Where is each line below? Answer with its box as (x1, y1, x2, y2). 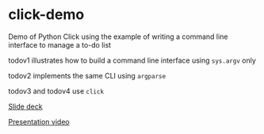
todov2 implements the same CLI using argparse (8, 71, 166, 80)
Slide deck (8, 101, 43, 111)
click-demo (8, 6, 85, 24)
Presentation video (8, 117, 70, 126)
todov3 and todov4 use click (8, 86, 105, 96)
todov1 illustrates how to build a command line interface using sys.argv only (8, 56, 256, 65)
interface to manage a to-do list (8, 40, 112, 49)
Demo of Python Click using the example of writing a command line (8, 32, 228, 41)
